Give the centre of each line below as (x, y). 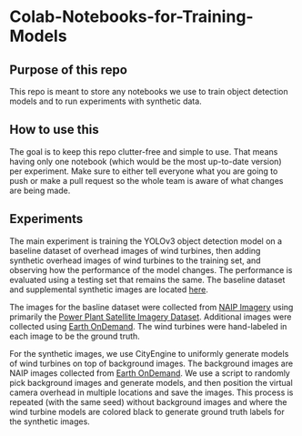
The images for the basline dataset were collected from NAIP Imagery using (151, 307)
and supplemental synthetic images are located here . (109, 289)
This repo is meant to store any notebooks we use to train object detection (149, 91)
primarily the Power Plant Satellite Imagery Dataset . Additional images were (151, 317)
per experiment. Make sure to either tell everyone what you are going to (144, 171)
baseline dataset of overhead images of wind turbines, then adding (135, 250)
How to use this (55, 130)
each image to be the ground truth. (75, 336)
